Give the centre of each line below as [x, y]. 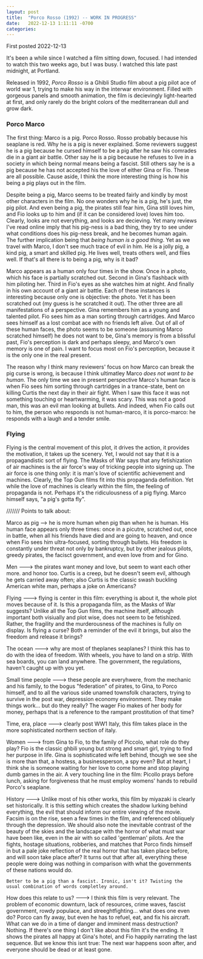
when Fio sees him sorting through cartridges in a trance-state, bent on [95, 386]
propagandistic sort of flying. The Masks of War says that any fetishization [99, 460]
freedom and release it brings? [45, 637]
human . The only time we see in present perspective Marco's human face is [101, 379]
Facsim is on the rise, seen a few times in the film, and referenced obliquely [101, 818]
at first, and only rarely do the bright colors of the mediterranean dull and [98, 102]
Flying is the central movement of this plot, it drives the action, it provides [98, 447]
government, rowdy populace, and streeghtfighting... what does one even [98, 910]
